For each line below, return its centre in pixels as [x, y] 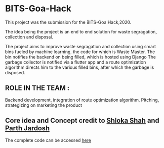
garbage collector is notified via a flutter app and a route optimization [76, 62]
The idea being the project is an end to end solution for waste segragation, [81, 31]
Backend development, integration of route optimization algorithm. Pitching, [82, 100]
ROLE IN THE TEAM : [37, 88]
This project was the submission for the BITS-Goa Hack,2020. [68, 22]
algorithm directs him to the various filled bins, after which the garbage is [80, 67]
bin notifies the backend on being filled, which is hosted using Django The [81, 57]
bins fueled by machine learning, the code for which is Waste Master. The [80, 52]
